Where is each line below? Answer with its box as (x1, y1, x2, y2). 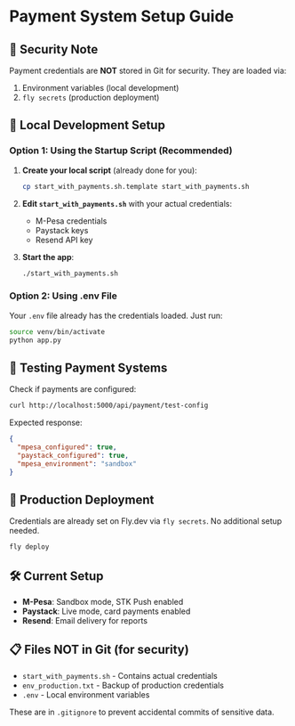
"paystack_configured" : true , (17, 451, 129, 460)
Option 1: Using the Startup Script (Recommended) (9, 144, 233, 157)
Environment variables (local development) (21, 83, 179, 93)
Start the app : (21, 251, 75, 262)
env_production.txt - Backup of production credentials (21, 680, 225, 690)
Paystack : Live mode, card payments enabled (21, 606, 191, 616)
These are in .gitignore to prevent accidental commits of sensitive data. (9, 706, 275, 717)
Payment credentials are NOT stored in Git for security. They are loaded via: (9, 65, 287, 76)
